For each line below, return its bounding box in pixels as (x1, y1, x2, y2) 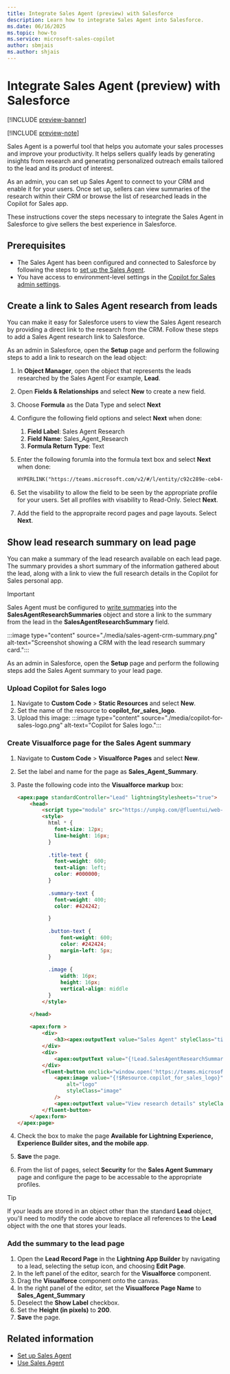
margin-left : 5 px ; (60, 947, 113, 954)
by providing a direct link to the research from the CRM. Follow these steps (7, 325, 219, 334)
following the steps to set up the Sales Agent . (16, 266, 146, 274)
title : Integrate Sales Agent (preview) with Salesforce (7, 10, 174, 17)
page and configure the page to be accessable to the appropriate (16, 1173, 203, 1181)
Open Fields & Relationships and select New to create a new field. (16, 387, 206, 396)
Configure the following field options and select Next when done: (16, 414, 203, 422)
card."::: (7, 646, 30, 654)
